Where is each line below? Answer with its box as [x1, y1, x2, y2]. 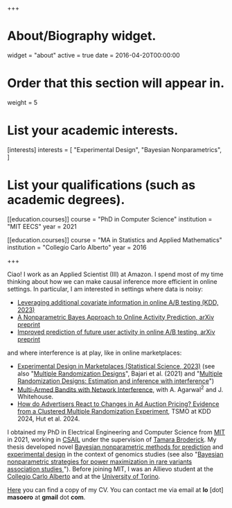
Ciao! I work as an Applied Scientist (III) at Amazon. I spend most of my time [7, 270, 224, 278]
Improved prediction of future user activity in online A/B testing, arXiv [17, 328, 216, 336]
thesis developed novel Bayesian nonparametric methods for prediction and [7, 443, 224, 451]
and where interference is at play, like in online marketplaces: [7, 348, 182, 357]
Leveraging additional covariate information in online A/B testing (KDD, [17, 298, 219, 306]
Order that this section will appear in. [7, 76, 225, 91]
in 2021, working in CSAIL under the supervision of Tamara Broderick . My [7, 435, 217, 444]
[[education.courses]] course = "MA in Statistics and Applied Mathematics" [7, 235, 223, 244]
